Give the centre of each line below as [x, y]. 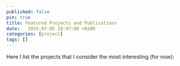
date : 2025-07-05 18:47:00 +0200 [51, 28]
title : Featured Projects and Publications [62, 23]
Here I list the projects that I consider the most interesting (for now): [90, 57]
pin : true [19, 17]
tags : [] [17, 40]
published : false [28, 12]
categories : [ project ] [35, 34]
